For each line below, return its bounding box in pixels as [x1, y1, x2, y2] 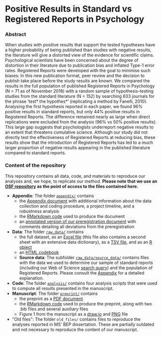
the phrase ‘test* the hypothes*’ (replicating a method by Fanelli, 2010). [5, 98, 147, 105]
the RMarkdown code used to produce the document [19, 213, 125, 219]
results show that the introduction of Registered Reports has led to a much [5, 139, 153, 146]
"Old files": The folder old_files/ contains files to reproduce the [12, 316, 141, 322]
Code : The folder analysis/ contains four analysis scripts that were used [12, 280, 158, 286]
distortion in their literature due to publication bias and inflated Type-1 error [5, 62, 155, 68]
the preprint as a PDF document [19, 295, 83, 301]
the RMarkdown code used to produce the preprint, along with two [19, 301, 152, 306]
